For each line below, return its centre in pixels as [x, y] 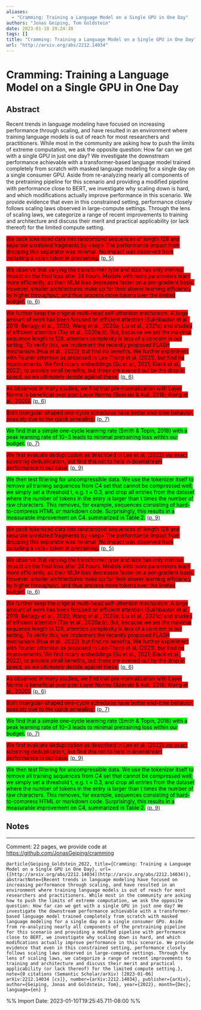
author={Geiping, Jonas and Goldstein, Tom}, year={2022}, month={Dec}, [99, 984]
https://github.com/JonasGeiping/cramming [60, 853]
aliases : [17, 12]
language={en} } [26, 990]
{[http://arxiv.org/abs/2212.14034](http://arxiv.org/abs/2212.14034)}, [99, 874]
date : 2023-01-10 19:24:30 [40, 28]
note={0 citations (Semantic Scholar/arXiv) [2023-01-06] [80, 974]
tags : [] [17, 34]
